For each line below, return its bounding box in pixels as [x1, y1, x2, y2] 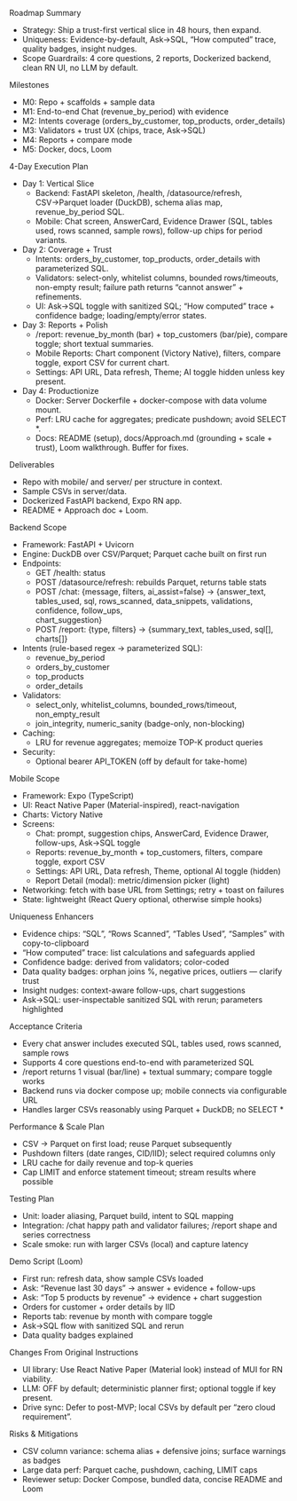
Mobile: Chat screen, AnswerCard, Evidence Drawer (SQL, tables [35, 216, 273, 226]
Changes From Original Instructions [9, 1348, 139, 1357]
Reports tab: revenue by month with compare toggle [21, 1311, 213, 1321]
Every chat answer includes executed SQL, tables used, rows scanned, [21, 1038, 282, 1049]
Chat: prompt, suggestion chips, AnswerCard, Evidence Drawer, [35, 829, 269, 838]
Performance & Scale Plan [9, 1121, 105, 1132]
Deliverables [9, 460, 55, 469]
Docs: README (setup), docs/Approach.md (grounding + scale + [35, 433, 273, 443]
